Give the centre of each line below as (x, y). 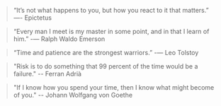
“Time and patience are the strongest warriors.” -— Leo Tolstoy (106, 53)
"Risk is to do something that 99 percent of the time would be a (106, 66)
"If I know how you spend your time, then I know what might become (114, 87)
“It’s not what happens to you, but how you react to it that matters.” (111, 10)
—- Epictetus (33, 18)
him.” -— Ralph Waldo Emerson (59, 39)
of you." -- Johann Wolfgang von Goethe (73, 95)
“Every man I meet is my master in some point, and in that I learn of (111, 31)
